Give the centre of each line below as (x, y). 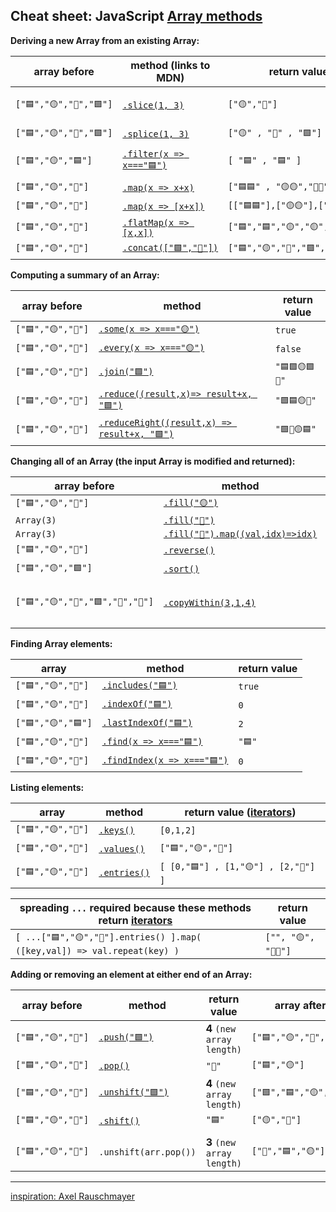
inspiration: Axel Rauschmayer (72, 1196)
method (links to (170, 65)
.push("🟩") (126, 1037)
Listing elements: (47, 787)
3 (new (221, 1142)
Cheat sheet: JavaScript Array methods (136, 16)
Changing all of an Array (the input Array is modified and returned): (153, 461)
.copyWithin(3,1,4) (210, 602)
